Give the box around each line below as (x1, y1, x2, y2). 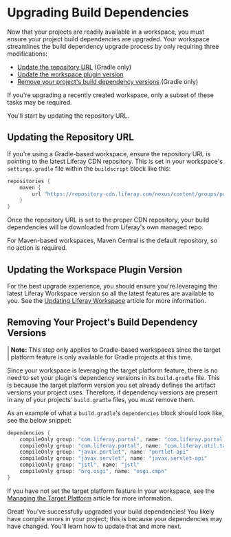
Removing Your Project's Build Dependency (7, 317, 198, 328)
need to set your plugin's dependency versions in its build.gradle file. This (7, 373, 220, 381)
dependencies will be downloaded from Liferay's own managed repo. (7, 223, 204, 231)
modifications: (7, 50, 48, 58)
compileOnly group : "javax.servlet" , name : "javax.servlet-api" (19, 455, 208, 462)
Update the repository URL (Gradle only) (16, 63, 132, 71)
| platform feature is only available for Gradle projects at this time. (7, 352, 192, 361)
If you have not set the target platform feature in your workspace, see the (7, 487, 215, 495)
